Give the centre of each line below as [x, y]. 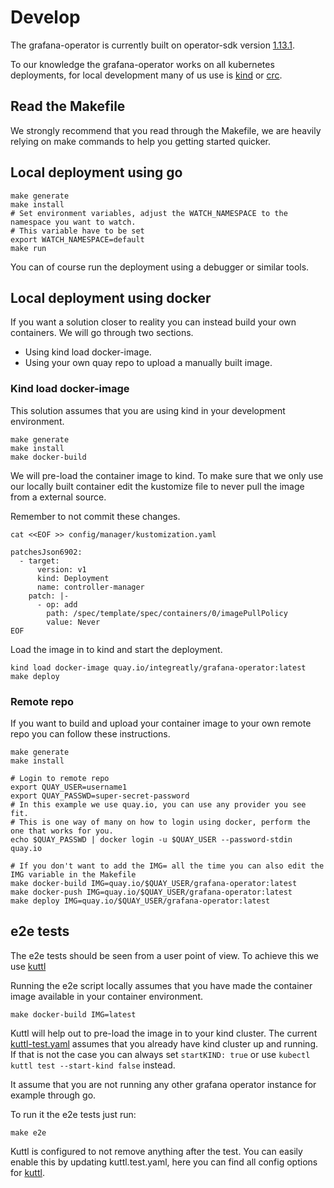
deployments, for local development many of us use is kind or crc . [146, 75]
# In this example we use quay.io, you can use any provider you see [158, 804]
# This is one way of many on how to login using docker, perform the [160, 822]
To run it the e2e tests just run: [73, 1114]
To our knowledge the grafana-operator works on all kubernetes [142, 64]
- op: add [57, 604]
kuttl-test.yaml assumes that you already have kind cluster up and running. [164, 1043]
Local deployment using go [96, 172]
